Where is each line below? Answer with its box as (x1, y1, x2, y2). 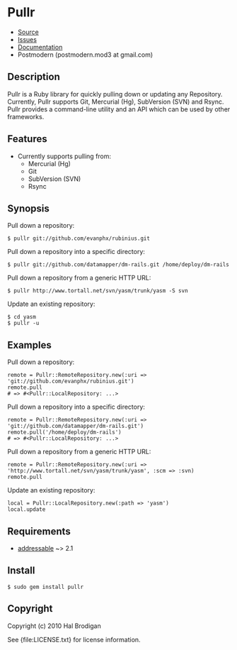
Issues (17, 35, 37, 43)
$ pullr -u (7, 320, 40, 327)
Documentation (17, 43, 63, 51)
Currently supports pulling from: (17, 152, 112, 160)
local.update (7, 506, 46, 513)
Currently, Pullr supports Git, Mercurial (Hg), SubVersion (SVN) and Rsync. (7, 97, 224, 106)
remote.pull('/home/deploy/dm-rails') (7, 429, 122, 436)
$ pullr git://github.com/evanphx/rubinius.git (7, 235, 151, 242)
